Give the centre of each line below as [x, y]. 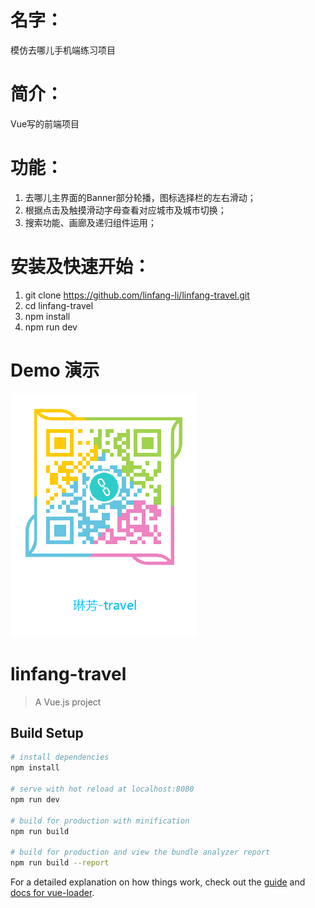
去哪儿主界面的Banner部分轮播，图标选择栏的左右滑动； [140, 197]
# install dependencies [60, 757]
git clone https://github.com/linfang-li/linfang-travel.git [137, 295]
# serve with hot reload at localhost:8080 [102, 789]
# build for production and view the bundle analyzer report [140, 852]
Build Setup [47, 733]
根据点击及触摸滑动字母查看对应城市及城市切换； [125, 210]
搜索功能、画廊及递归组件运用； [90, 222]
